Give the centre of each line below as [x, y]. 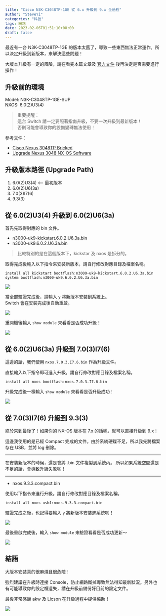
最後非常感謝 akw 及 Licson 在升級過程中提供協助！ [58, 599]
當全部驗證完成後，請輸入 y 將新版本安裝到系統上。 [57, 297]
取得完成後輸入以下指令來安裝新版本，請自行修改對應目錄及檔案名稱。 [77, 264]
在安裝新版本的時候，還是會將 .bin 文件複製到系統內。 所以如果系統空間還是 [82, 463]
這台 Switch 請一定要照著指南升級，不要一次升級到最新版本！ [80, 121]
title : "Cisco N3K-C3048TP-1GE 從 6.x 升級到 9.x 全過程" [63, 10]
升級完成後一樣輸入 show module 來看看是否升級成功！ [60, 392]
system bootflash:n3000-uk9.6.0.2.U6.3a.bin [52, 278]
